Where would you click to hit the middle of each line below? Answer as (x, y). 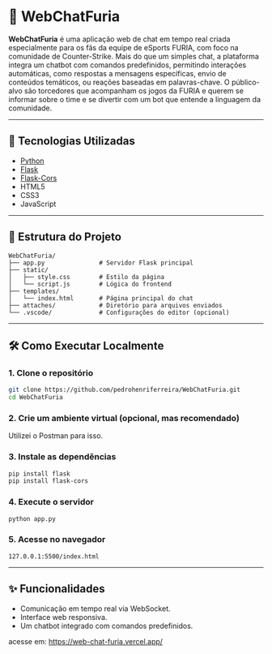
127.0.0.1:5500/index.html (54, 556)
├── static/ (28, 270)
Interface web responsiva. (64, 617)
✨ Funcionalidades (57, 589)
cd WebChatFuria (36, 398)
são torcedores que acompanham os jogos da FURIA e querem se (134, 90)
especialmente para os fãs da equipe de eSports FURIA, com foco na (123, 47)
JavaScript (38, 204)
